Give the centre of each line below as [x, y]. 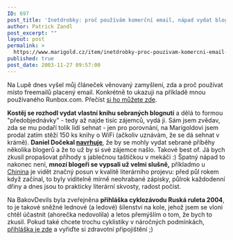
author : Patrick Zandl [40, 26]
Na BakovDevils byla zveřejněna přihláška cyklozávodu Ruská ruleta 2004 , [116, 200]
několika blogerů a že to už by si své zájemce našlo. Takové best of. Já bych [116, 149]
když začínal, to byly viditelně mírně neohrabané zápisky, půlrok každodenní [116, 179]
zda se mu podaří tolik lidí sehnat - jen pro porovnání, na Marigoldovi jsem [113, 127]
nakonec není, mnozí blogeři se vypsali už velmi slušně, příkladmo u [106, 164]
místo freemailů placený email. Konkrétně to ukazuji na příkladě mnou [106, 92]
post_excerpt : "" [32, 33]
